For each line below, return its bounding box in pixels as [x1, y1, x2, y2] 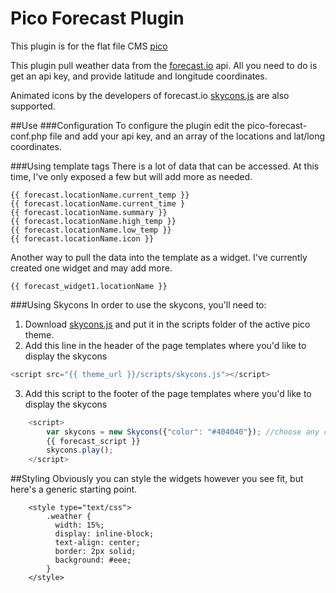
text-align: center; [54, 538, 141, 548]
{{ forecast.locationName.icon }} [10, 233, 155, 244]
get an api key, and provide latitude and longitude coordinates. [10, 70, 268, 82]
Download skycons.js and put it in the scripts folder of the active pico [24, 318, 311, 330]
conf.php [10, 130, 48, 142]
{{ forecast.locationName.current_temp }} [10, 190, 190, 200]
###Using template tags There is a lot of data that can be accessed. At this [10, 160, 320, 172]
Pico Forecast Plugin [10, 7, 185, 30]
